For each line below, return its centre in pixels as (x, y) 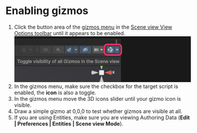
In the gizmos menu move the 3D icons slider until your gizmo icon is (97, 98)
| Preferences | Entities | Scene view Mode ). (69, 124)
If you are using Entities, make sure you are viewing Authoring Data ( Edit (102, 117)
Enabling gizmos (47, 11)
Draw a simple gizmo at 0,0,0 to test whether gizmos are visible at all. (98, 111)
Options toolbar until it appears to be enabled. (70, 33)
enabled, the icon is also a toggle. (55, 93)
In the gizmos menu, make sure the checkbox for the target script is (96, 86)
